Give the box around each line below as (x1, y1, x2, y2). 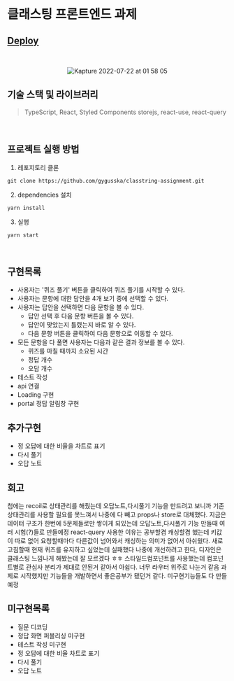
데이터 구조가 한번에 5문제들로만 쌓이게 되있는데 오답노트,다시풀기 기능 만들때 (7, 519, 218, 528)
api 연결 (17, 382, 40, 391)
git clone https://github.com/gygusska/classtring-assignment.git (7, 177, 205, 184)
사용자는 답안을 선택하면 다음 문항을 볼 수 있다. (17, 303, 145, 311)
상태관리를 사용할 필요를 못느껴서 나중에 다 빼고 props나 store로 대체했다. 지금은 (7, 510, 227, 519)
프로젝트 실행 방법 (7, 143, 80, 155)
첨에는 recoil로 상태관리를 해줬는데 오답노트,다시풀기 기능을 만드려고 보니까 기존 (7, 502, 225, 510)
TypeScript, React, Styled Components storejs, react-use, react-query (24, 108, 227, 116)
